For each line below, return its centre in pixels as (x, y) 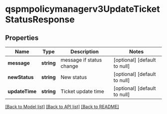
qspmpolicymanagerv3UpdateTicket (83, 9)
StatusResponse (40, 19)
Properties (22, 38)
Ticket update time (82, 91)
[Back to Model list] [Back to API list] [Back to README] (62, 107)
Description (84, 52)
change (69, 66)
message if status (81, 60)
